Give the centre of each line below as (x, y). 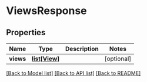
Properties (26, 33)
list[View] (46, 59)
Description (82, 49)
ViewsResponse (46, 11)
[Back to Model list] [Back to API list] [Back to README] (73, 73)
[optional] (118, 59)
